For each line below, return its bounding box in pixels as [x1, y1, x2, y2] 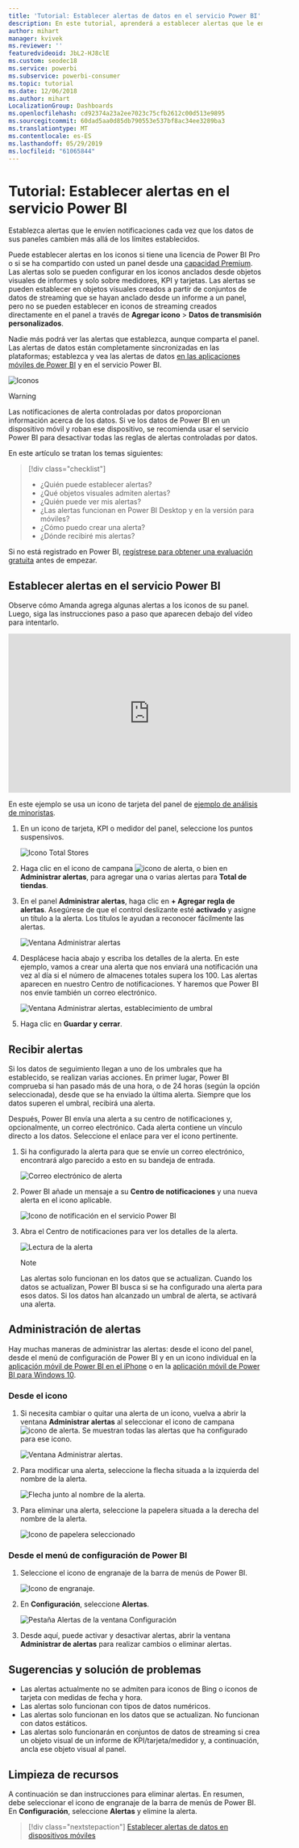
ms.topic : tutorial [8, 79, 74, 87]
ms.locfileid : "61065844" [8, 147, 95, 155]
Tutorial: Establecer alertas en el [8, 182, 230, 200]
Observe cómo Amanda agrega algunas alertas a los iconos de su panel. [8, 600, 250, 610]
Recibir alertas [8, 1042, 83, 1056]
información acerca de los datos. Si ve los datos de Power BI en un [8, 415, 230, 425]
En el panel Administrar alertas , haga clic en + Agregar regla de [19, 896, 235, 906]
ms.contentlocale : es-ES [8, 132, 92, 140]
